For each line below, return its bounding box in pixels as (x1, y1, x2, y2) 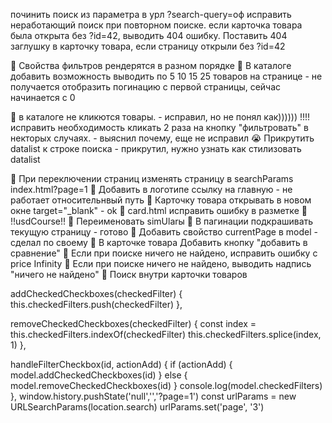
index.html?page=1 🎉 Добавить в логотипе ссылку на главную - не (10, 184, 293, 195)
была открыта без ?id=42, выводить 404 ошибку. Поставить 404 (10, 30, 288, 41)
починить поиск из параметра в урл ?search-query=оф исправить (10, 9, 292, 20)
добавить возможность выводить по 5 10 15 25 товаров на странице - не (10, 70, 323, 82)
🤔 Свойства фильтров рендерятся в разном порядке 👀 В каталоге (10, 60, 292, 71)
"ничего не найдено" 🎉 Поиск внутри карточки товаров (10, 269, 248, 280)
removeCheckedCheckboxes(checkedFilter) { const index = (10, 318, 257, 329)
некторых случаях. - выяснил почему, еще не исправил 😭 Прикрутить (10, 132, 315, 144)
